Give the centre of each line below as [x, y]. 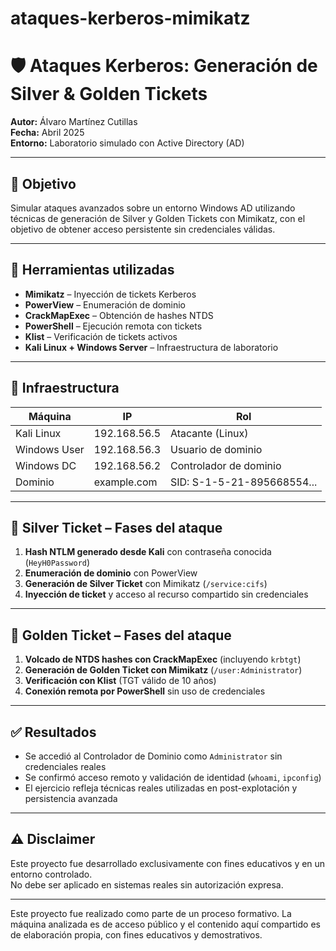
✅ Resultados [53, 732]
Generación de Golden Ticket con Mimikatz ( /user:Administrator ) [163, 670]
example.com [125, 482]
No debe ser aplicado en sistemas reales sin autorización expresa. [147, 884]
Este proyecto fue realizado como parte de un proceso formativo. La [151, 913]
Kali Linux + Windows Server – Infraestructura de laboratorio [151, 347]
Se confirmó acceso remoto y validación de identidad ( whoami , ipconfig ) [173, 777]
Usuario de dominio [216, 449]
